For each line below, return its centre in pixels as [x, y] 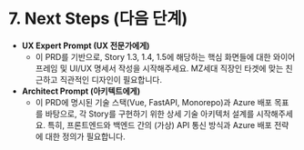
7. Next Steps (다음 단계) [98, 19]
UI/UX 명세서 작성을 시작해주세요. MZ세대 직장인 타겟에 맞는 [176, 68]
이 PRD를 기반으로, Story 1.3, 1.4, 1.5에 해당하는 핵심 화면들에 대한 [153, 56]
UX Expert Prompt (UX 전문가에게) [86, 45]
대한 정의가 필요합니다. [86, 136]
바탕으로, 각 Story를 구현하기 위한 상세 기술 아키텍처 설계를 [150, 114]
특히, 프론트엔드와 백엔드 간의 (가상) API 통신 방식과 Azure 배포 [160, 125]
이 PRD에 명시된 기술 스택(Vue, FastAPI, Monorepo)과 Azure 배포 [153, 102]
